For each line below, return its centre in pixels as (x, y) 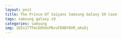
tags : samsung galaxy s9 (30, 19)
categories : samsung (26, 23)
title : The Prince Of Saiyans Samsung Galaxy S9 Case (61, 14)
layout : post (18, 10)
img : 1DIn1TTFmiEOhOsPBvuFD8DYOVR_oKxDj (47, 28)
